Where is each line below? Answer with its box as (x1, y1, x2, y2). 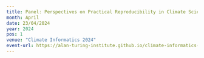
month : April (6, 14, 39, 21)
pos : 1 (6, 31, 23, 37)
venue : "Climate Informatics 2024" (6, 37, 97, 43)
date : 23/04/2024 (6, 20, 50, 26)
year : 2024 (6, 25, 34, 32)
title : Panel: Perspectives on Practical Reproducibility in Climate (6, 8, 186, 15)
